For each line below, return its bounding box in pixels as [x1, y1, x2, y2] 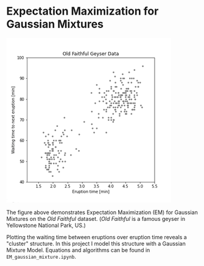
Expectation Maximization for [6, 4, 159, 18]
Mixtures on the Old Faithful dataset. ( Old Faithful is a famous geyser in [6, 215, 186, 222]
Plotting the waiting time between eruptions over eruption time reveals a [6, 233, 187, 240]
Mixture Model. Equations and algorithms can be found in [6, 246, 150, 254]
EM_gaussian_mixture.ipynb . [6, 253, 77, 260]
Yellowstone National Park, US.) [6, 221, 86, 229]
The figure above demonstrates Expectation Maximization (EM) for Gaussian [6, 209, 198, 216]
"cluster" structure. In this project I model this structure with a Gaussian [6, 240, 186, 247]
